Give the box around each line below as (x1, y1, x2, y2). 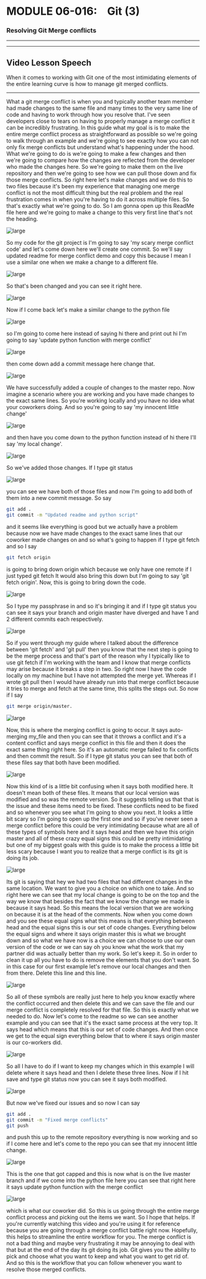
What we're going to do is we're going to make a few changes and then (6, 150, 186, 158)
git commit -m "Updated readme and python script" (6, 512, 139, 518)
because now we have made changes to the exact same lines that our (6, 529, 183, 537)
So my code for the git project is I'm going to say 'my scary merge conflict (6, 239, 194, 247)
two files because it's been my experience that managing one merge (6, 183, 180, 190)
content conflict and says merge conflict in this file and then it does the (6, 739, 186, 747)
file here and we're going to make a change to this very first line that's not (6, 209, 193, 216)
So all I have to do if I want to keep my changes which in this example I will (6, 1062, 195, 1070)
